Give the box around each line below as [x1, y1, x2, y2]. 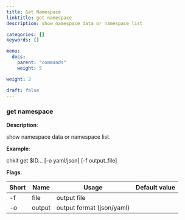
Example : [6, 145, 30, 152]
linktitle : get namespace [6, 15, 72, 21]
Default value [136, 183, 175, 191]
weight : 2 [6, 76, 32, 82]
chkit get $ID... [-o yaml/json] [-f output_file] [6, 156, 117, 164]
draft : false [6, 87, 40, 94]
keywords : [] [6, 37, 40, 43]
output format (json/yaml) [56, 203, 130, 211]
